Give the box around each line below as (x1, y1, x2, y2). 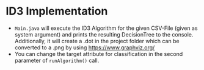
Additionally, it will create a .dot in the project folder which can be (14, 37, 180, 44)
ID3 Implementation (5, 4, 108, 18)
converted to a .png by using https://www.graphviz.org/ (14, 44, 155, 51)
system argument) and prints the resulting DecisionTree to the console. (14, 30, 194, 38)
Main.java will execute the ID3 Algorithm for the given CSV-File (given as (14, 24, 198, 32)
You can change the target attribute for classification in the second (14, 50, 183, 57)
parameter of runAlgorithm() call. (14, 57, 100, 64)
